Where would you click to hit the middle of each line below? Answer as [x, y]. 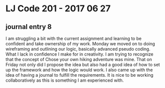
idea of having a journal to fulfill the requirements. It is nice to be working [80, 75]
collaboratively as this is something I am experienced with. [65, 80]
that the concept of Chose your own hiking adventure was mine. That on [79, 59]
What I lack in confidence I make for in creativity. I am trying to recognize [80, 54]
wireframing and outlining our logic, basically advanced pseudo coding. [78, 49]
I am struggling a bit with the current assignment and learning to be [74, 38]
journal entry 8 [29, 27]
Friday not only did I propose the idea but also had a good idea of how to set [83, 65]
